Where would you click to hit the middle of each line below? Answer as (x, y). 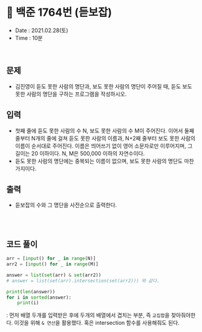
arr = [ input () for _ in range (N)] (51, 259)
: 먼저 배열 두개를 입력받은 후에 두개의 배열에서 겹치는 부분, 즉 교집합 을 (88, 315)
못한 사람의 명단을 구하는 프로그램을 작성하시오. (71, 94)
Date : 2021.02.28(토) (41, 30)
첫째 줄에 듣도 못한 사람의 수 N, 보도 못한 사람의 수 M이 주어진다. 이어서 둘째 (105, 130)
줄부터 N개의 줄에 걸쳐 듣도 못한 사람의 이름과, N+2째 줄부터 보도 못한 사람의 (105, 138)
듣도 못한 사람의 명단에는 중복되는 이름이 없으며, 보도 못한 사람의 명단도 (99, 161)
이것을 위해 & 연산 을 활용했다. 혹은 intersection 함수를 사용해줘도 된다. (97, 323)
